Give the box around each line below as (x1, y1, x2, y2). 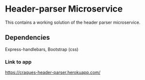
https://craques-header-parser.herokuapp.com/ (5, 69, 101, 76)
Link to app (5, 58, 32, 65)
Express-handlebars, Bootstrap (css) (5, 46, 79, 52)
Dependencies (5, 33, 50, 42)
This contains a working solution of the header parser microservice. (5, 19, 141, 25)
